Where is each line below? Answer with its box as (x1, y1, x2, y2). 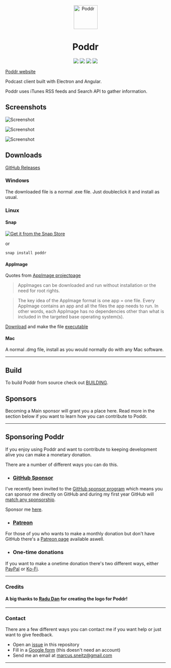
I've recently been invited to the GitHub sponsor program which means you (5, 486, 163, 492)
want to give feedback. (5, 632, 53, 638)
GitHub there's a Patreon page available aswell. (5, 536, 104, 542)
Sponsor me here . (5, 506, 43, 513)
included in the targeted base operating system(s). (17, 314, 124, 320)
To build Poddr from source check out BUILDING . (5, 380, 108, 386)
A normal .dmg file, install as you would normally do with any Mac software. (5, 346, 164, 353)
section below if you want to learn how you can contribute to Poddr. (5, 413, 148, 419)
